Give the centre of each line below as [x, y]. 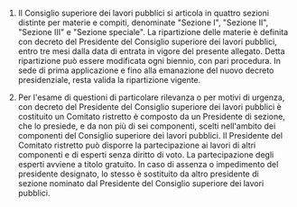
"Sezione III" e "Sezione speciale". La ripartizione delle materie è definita [153, 32]
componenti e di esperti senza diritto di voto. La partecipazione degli [146, 155]
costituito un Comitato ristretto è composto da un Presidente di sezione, [152, 117]
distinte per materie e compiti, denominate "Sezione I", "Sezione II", [143, 22]
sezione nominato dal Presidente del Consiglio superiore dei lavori [141, 183]
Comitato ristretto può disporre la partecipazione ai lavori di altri [137, 145]
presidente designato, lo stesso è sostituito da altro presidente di [138, 174]
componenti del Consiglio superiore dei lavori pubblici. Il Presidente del [150, 135]
